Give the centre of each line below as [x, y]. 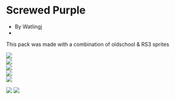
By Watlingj [28, 27]
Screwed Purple [46, 10]
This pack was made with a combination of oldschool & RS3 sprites [88, 44]
